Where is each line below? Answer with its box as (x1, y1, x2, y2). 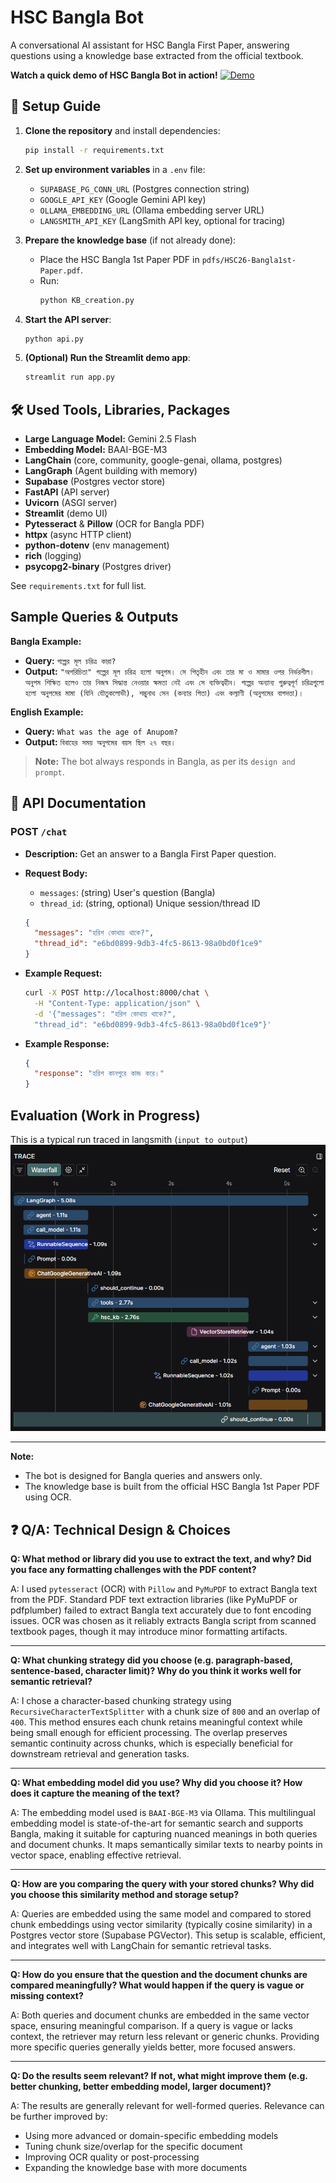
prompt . (34, 766, 65, 778)
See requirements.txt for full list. (10, 580, 147, 592)
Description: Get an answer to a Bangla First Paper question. (24, 847, 277, 860)
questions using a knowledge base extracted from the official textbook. (10, 49, 304, 61)
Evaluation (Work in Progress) (10, 1107, 201, 1124)
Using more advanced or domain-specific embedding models (24, 2130, 279, 2142)
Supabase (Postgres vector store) (24, 476, 166, 488)
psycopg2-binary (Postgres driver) (24, 561, 172, 573)
